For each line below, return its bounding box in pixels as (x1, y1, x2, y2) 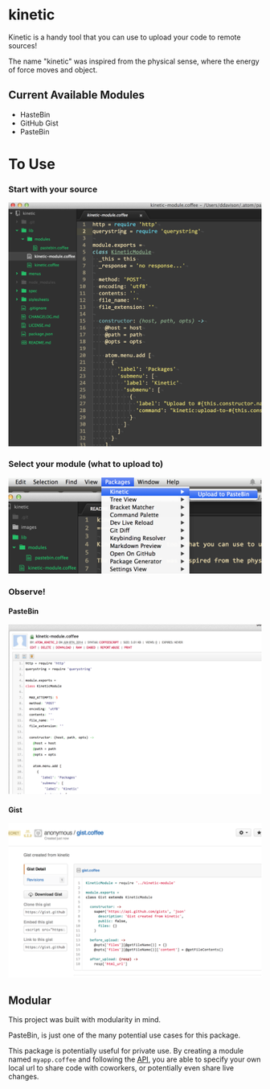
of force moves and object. (8, 64, 98, 74)
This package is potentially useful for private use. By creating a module (8, 1046, 244, 1056)
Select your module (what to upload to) (8, 459, 163, 470)
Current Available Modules (8, 89, 145, 102)
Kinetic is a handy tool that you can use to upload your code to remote (8, 32, 241, 42)
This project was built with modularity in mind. (8, 1015, 162, 1025)
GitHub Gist (19, 118, 59, 128)
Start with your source (8, 184, 98, 195)
